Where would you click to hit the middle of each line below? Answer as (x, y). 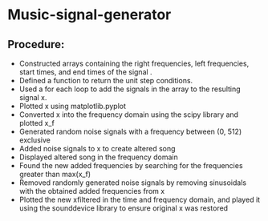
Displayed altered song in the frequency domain (98, 157)
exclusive (35, 140)
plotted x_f (37, 123)
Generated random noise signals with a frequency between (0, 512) (130, 131)
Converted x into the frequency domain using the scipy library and (128, 115)
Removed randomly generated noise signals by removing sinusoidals (132, 183)
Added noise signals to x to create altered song (97, 149)
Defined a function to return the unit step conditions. (106, 80)
